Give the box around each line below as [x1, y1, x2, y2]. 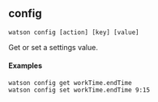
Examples [8, 61, 43, 70]
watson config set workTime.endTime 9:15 [8, 86, 151, 95]
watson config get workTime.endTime [8, 79, 132, 87]
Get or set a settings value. [8, 42, 99, 52]
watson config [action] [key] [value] [8, 28, 139, 36]
